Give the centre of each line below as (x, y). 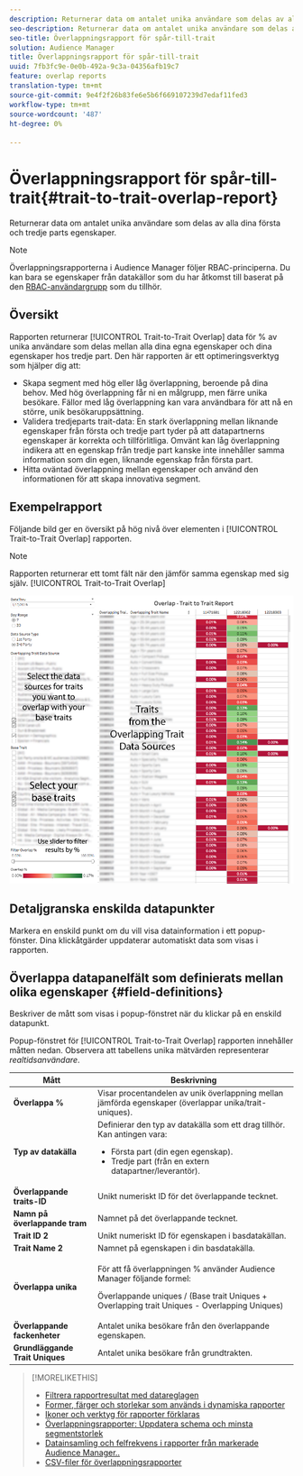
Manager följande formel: (144, 1278)
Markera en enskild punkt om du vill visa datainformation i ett (123, 931)
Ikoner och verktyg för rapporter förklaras (122, 1414)
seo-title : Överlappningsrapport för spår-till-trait (113, 38)
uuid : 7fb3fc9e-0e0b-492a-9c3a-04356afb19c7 (94, 67)
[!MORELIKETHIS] (64, 1377)
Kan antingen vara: (133, 1134)
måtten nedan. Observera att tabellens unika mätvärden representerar (139, 1050)
